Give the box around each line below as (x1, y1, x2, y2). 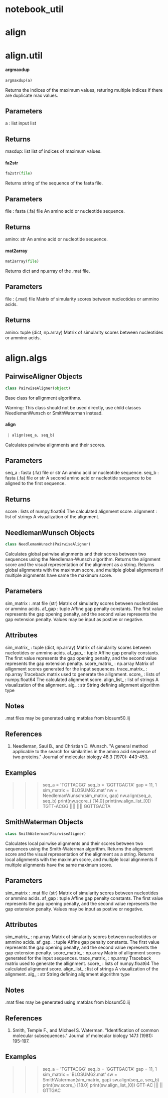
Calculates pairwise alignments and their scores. (5, 442, 106, 448)
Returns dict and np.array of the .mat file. (5, 268, 90, 274)
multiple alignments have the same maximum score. (5, 862, 113, 868)
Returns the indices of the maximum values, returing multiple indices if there (5, 87, 163, 93)
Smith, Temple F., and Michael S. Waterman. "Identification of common (12, 1027, 159, 1033)
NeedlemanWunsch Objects (5, 528, 95, 537)
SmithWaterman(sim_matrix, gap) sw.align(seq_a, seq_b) (42, 1076, 159, 1082)
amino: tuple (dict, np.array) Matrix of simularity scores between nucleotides (5, 329, 163, 335)
